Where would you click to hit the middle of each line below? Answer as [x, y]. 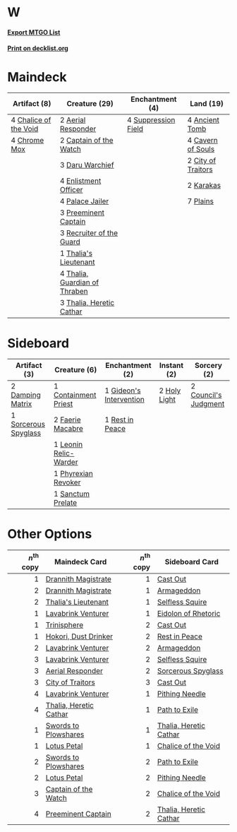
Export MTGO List [34, 32]
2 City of [202, 161]
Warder [66, 462]
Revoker [67, 482]
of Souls [201, 149]
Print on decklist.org [38, 48]
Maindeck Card [80, 561]
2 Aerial [73, 120]
